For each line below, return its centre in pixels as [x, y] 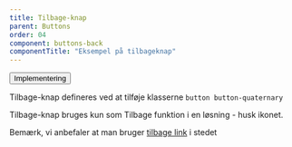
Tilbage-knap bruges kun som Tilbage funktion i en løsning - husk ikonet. [146, 115]
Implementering [40, 78]
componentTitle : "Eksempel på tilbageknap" [93, 52]
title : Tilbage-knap [49, 18]
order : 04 [28, 34]
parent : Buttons [40, 26]
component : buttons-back [56, 43]
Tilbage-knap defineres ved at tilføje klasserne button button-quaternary [146, 97]
